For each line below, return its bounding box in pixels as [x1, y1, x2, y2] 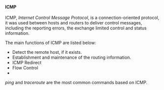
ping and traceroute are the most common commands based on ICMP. [5, 80, 148, 86]
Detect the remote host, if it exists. [12, 49, 82, 55]
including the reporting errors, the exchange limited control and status [5, 25, 147, 31]
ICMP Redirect [12, 60, 42, 66]
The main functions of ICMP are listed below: [5, 40, 96, 46]
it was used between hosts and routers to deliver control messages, [5, 20, 142, 26]
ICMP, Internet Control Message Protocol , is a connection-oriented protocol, [5, 15, 160, 21]
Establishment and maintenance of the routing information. [12, 54, 131, 61]
